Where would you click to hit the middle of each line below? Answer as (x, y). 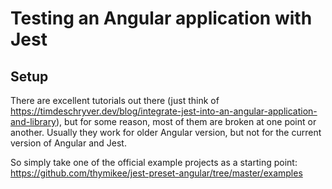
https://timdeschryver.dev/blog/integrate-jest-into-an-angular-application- (164, 111)
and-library (33, 121)
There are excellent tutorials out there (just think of (115, 100)
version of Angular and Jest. (68, 143)
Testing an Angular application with (161, 18)
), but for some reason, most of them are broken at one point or (186, 121)
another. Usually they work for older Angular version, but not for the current (166, 132)
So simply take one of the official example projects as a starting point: (154, 162)
